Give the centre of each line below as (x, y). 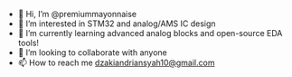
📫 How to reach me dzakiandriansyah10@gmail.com (116, 63)
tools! (28, 43)
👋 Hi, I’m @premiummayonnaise (77, 14)
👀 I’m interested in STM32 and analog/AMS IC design (117, 24)
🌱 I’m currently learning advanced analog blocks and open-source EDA (150, 33)
